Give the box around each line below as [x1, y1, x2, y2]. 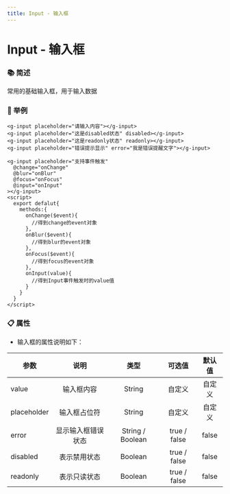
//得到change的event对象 [31, 220, 97, 226]
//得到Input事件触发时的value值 [31, 277, 115, 285]
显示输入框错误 [55, 425, 104, 435]
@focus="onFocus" [13, 176, 63, 183]
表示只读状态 [59, 471, 101, 481]
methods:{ [19, 207, 48, 213]
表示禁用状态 [59, 452, 101, 462]
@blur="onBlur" [13, 170, 57, 177]
